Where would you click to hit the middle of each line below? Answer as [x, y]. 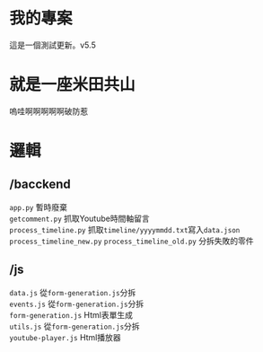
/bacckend [40, 185]
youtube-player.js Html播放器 [65, 337]
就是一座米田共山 [73, 85]
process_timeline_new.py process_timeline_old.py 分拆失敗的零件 [131, 241]
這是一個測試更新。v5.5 [53, 45]
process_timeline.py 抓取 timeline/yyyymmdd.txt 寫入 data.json [125, 229]
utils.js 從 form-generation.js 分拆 [75, 326]
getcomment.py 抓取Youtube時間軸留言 [79, 218]
